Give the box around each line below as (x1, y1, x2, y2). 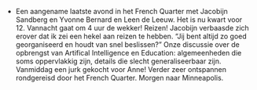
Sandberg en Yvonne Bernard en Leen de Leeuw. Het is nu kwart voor (15, 15, 243, 24)
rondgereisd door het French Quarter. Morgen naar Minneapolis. (15, 74, 224, 82)
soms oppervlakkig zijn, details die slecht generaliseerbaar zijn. (15, 56, 222, 66)
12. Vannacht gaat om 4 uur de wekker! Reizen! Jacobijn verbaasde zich (15, 23, 249, 32)
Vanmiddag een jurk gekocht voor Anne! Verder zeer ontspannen (15, 65, 226, 74)
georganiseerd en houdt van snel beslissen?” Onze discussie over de (15, 40, 240, 49)
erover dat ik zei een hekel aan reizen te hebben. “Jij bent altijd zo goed (15, 31, 248, 41)
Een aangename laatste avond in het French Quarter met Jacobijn (15, 7, 228, 16)
